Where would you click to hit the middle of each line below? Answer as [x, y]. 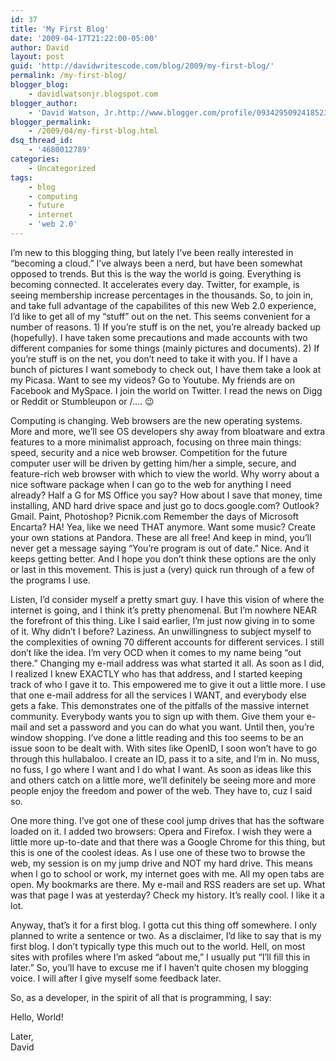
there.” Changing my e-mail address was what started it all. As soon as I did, [167, 663]
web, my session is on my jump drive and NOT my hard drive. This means [162, 863]
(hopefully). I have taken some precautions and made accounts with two [159, 337]
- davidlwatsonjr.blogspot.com [93, 94]
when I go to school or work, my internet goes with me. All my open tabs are [167, 873]
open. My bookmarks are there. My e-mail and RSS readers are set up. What [168, 884]
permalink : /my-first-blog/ [69, 76]
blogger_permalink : [51, 122]
